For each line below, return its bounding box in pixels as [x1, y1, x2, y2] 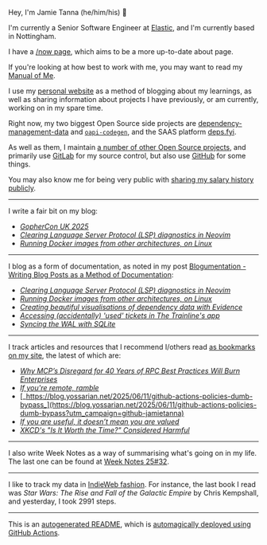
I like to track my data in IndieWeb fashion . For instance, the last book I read [8, 480, 256, 489]
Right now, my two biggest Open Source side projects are [8, 119, 197, 127]
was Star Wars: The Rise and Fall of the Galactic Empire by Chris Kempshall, [8, 488, 259, 497]
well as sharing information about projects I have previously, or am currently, [8, 95, 259, 104]
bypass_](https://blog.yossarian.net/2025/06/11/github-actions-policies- [19, 400, 257, 410]
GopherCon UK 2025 [19, 222, 89, 231]
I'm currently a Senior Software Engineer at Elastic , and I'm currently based [8, 23, 255, 32]
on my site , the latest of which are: [8, 351, 122, 360]
